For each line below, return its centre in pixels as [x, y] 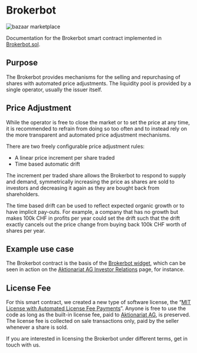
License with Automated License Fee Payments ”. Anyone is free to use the [96, 309]
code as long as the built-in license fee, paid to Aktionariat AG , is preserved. [98, 315]
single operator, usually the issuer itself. [54, 90]
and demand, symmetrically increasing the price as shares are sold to [90, 182]
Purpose [22, 63]
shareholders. [23, 194]
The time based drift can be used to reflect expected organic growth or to [95, 205]
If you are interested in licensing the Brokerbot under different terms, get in [97, 339]
